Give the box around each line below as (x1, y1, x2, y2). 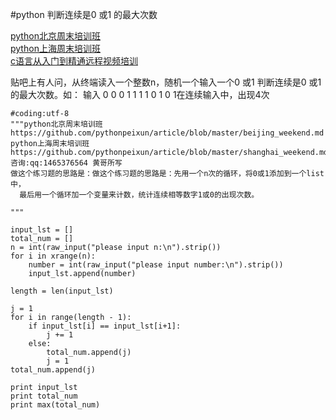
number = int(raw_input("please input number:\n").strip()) (28, 260, 284, 270)
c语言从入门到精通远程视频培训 (10, 55, 138, 67)
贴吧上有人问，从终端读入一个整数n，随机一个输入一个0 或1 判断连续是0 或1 (10, 76, 322, 88)
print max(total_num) (10, 400, 101, 410)
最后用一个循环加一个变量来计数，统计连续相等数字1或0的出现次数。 (19, 190, 260, 200)
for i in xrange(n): (10, 251, 97, 261)
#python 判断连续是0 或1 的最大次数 (10, 9, 158, 20)
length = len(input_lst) (10, 286, 114, 296)
